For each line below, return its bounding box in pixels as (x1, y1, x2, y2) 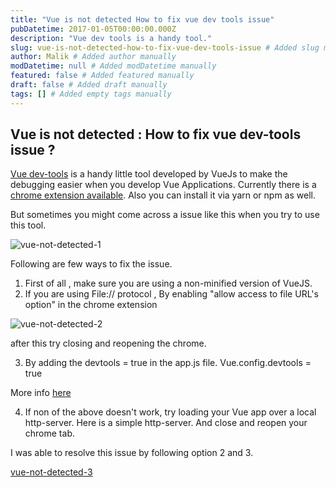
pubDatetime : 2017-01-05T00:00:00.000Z (10, 24, 177, 34)
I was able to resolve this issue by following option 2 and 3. (10, 447, 254, 459)
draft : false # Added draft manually (10, 80, 168, 90)
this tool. (10, 219, 47, 231)
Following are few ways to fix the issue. (10, 258, 173, 270)
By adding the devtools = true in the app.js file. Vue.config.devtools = (24, 357, 312, 369)
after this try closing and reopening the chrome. (10, 337, 207, 350)
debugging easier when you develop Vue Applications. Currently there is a (10, 179, 317, 191)
